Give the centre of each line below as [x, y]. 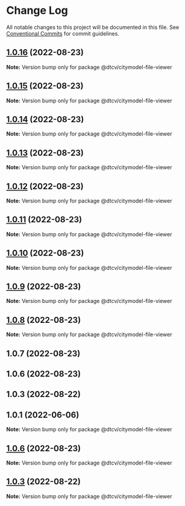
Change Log [37, 11]
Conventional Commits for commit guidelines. [63, 33]
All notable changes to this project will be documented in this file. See [93, 27]
